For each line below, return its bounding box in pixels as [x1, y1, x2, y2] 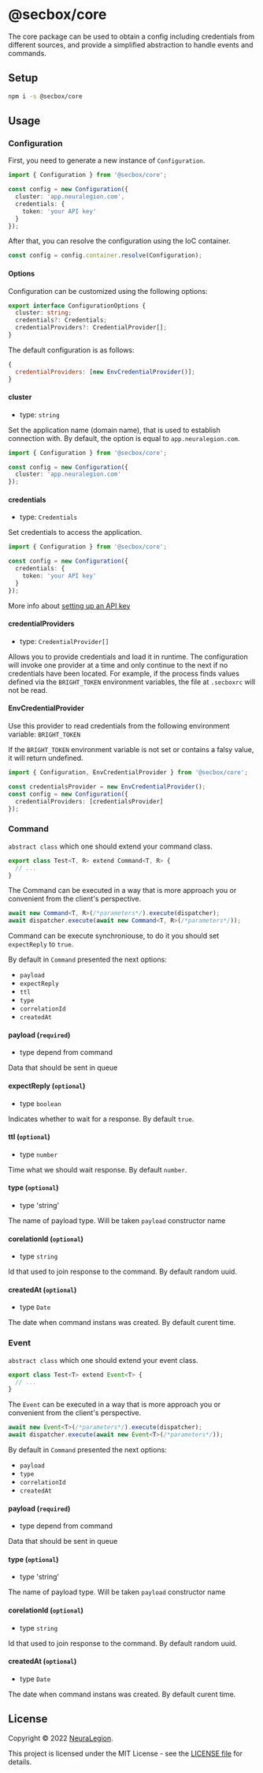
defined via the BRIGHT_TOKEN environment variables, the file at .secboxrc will [8, 677, 256, 687]
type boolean [19, 1098, 61, 1108]
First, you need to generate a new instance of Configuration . [8, 156, 206, 165]
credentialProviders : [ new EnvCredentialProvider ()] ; [15, 367, 195, 376]
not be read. [8, 685, 48, 695]
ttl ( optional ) [8, 1132, 51, 1142]
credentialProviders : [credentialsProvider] [15, 797, 164, 805]
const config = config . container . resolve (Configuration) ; [8, 251, 202, 260]
